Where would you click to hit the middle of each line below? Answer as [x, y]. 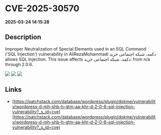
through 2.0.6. [19, 64]
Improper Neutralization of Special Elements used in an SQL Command [76, 49]
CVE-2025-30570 [42, 8]
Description [23, 37]
